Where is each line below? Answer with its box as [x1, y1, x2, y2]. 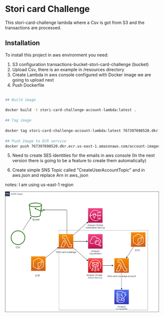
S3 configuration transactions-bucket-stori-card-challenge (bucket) [12, 61, 149, 67]
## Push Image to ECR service [5, 138, 67, 144]
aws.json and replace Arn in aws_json [12, 172, 89, 178]
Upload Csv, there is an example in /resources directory [12, 66, 124, 72]
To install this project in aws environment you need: [5, 52, 109, 58]
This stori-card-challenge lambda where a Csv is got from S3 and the [5, 20, 145, 25]
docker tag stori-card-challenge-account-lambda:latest [5, 128, 121, 133]
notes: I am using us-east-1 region [5, 182, 74, 188]
